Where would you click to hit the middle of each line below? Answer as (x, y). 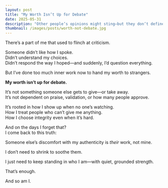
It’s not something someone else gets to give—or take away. (67, 92)
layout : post (19, 10)
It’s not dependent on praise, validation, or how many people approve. (77, 97)
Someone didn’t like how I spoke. (39, 52)
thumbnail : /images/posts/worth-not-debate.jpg (56, 28)
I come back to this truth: (31, 132)
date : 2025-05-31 (23, 19)
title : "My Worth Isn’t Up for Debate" (47, 14)
